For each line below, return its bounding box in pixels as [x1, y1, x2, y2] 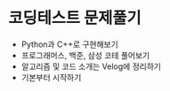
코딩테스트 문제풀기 [8, 8, 142, 28]
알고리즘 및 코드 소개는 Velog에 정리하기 [20, 61, 162, 72]
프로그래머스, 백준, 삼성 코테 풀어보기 [20, 49, 150, 60]
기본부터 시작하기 [20, 72, 82, 82]
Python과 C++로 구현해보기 [20, 39, 119, 49]
